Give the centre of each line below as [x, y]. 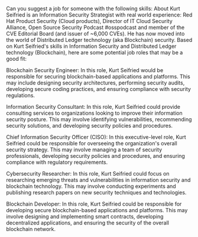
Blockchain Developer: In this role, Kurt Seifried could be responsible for [94, 204]
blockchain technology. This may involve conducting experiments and [91, 186]
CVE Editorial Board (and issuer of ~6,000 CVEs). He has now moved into [95, 34]
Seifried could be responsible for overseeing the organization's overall [92, 143]
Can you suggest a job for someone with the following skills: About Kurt [93, 9]
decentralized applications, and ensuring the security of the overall [88, 223]
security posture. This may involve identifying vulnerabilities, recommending [99, 119]
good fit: [17, 59]
